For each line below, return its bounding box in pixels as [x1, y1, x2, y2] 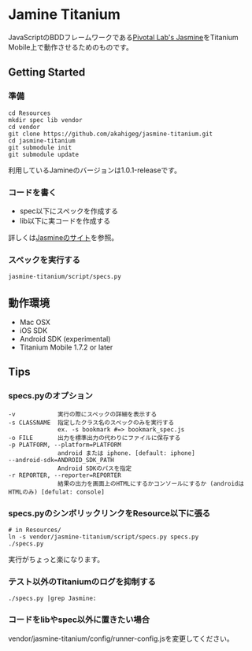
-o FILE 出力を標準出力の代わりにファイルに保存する [8, 434, 181, 442]
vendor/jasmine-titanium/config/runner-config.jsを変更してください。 [8, 634, 234, 643]
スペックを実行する [8, 254, 81, 265]
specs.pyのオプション [8, 390, 93, 401]
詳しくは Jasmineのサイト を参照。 [8, 232, 119, 242]
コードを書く [8, 187, 57, 198]
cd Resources [8, 109, 51, 117]
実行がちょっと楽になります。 [8, 555, 105, 564]
